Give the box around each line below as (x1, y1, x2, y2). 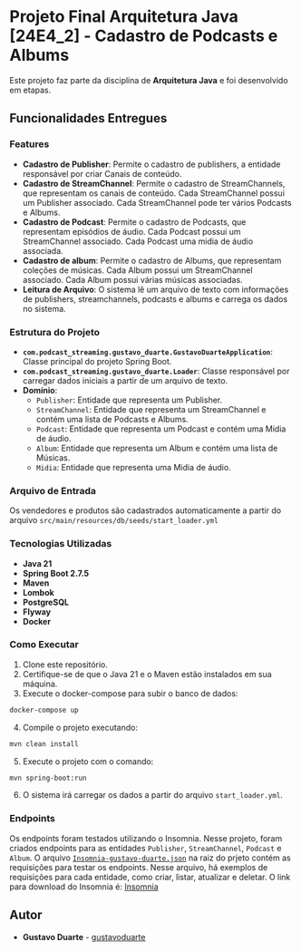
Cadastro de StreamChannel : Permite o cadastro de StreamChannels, (22, 178, 286, 189)
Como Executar (9, 638, 79, 651)
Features (9, 138, 50, 150)
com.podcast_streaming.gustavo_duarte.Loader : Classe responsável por (22, 365, 290, 376)
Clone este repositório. (22, 659, 109, 670)
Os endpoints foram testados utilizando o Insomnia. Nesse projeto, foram (9, 832, 283, 844)
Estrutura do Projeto (9, 325, 101, 338)
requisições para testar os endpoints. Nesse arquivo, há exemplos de (9, 861, 268, 872)
